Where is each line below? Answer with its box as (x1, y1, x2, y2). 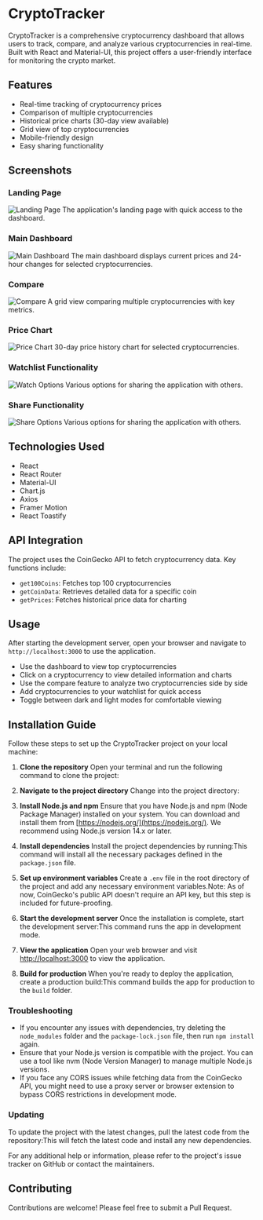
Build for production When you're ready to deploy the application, (19, 969, 234, 978)
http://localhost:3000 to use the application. (8, 647, 156, 656)
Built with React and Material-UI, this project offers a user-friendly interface (8, 47, 253, 57)
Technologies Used (8, 440, 104, 454)
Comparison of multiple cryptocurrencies (19, 108, 153, 117)
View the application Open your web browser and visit (19, 945, 198, 955)
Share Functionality (8, 400, 85, 411)
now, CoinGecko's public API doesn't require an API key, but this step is (19, 890, 251, 900)
